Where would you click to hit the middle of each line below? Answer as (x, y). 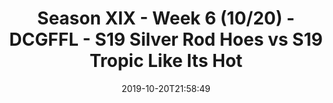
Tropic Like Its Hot (166, 61)
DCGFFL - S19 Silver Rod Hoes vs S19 (166, 39)
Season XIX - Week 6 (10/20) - (166, 18)
